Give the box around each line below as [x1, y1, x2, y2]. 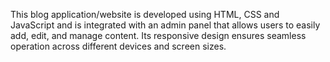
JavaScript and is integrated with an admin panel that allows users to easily [10, 19, 321, 31]
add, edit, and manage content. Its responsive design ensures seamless [10, 30, 307, 41]
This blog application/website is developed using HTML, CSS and [10, 9, 280, 20]
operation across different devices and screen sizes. [10, 40, 227, 52]
